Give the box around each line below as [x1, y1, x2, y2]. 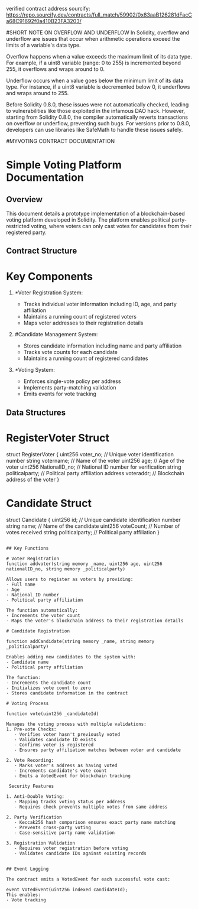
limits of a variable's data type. [6, 41, 81, 48]
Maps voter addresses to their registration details [23, 319, 144, 327]
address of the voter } [6, 476, 60, 483]
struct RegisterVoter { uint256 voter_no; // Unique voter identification [6, 450, 174, 457]
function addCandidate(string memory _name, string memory [6, 638, 155, 644]
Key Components [6, 270, 93, 283]
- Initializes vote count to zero [6, 685, 92, 691]
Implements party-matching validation [23, 384, 116, 391]
